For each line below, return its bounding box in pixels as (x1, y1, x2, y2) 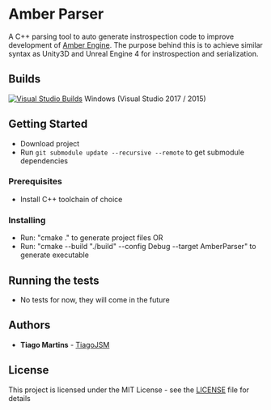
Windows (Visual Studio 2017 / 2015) (84, 94, 206, 104)
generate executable (19, 250, 89, 260)
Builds (8, 72, 41, 86)
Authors (8, 319, 51, 332)
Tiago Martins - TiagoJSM (19, 340, 110, 349)
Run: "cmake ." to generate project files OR (19, 233, 163, 243)
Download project (19, 138, 80, 148)
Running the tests (8, 273, 100, 287)
